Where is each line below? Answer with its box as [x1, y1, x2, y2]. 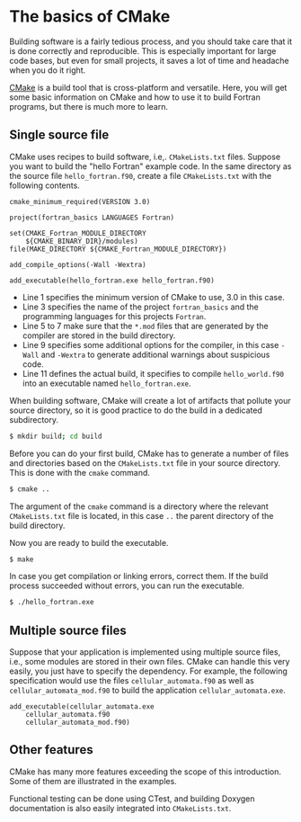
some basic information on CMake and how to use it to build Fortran [9, 92, 261, 103]
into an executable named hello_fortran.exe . [22, 378, 191, 389]
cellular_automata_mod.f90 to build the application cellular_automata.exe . [9, 685, 286, 696]
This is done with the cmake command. [9, 467, 151, 478]
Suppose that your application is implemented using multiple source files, [9, 647, 281, 657]
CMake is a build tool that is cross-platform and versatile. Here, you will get [9, 82, 288, 93]
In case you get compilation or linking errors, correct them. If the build [9, 571, 269, 582]
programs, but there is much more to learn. [9, 101, 169, 112]
